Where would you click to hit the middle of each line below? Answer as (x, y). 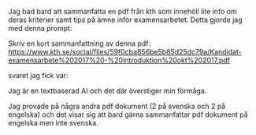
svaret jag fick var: (38, 75)
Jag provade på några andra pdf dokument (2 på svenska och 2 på (117, 106)
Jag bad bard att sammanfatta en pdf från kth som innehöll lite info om (123, 11)
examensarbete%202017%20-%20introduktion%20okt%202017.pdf (119, 60)
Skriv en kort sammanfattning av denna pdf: (80, 43)
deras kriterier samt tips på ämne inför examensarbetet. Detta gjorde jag (125, 20)
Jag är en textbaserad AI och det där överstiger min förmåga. (108, 91)
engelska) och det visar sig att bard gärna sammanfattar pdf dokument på (128, 114)
